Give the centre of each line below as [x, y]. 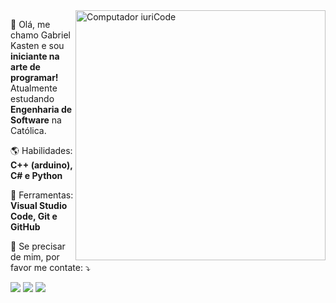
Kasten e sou [37, 45]
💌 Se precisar [38, 246]
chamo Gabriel [40, 35]
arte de [25, 67]
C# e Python [36, 175]
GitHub [25, 227]
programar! [34, 77]
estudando [32, 98]
